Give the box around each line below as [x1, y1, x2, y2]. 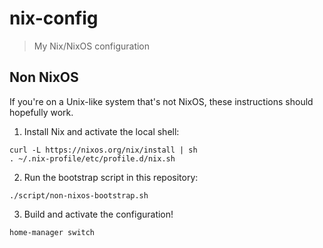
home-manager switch [9, 227, 96, 237]
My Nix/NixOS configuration [33, 40, 151, 52]
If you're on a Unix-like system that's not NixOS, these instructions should [9, 95, 314, 107]
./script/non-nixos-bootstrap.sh [9, 190, 149, 201]
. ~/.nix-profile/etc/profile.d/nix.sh [9, 153, 176, 164]
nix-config [9, 7, 99, 30]
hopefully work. [9, 106, 74, 118]
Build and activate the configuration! [23, 208, 174, 220]
